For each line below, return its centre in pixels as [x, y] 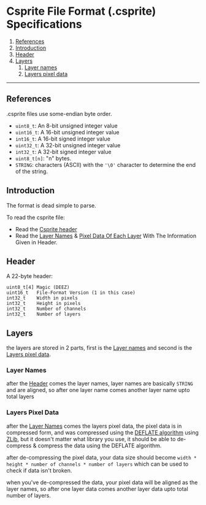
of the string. [31, 171]
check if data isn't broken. [39, 470]
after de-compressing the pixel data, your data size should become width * [102, 457]
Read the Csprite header [46, 229]
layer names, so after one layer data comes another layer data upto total [97, 488]
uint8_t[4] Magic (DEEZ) [38, 287]
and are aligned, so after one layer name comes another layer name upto [98, 390]
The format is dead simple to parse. [51, 205]
